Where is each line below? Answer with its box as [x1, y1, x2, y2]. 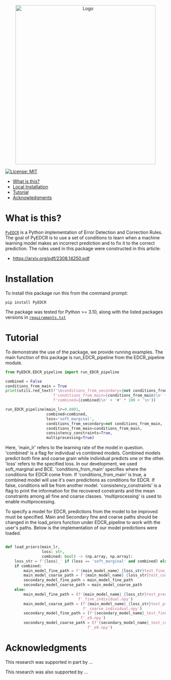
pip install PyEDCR [5, 300, 47, 305]
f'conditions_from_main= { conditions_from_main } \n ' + [53, 393, 167, 398]
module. [5, 360, 23, 366]
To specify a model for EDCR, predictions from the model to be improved [5, 508, 158, 514]
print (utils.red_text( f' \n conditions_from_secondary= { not [5, 388, 131, 393]
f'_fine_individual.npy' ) [78, 596, 133, 602]
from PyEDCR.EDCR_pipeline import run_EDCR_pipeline [5, 369, 120, 374]
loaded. [5, 530, 21, 536]
